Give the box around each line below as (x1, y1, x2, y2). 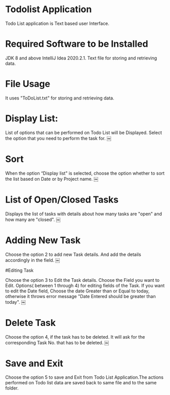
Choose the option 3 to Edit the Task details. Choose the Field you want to (5, 277, 160, 283)
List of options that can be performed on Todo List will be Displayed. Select (5, 129, 162, 136)
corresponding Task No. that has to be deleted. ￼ (5, 339, 109, 346)
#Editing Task (5, 267, 34, 273)
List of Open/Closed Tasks (5, 194, 119, 205)
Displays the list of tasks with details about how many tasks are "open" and (5, 211, 162, 217)
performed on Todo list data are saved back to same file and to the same (5, 380, 157, 386)
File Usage (5, 78, 51, 90)
